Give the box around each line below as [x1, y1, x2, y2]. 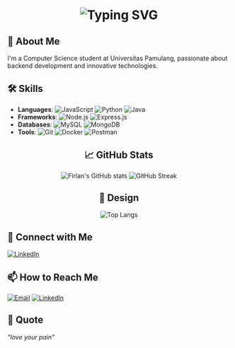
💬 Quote [7, 314, 44, 326]
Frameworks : [17, 112, 58, 121]
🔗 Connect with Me [7, 231, 93, 243]
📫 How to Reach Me [7, 271, 98, 283]
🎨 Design [98, 192, 139, 204]
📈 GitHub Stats [84, 149, 154, 161]
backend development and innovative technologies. [7, 62, 158, 70]
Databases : [17, 120, 52, 129]
